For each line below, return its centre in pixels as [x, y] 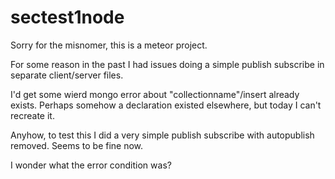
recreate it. [32, 115]
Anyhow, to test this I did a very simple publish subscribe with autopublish [162, 135]
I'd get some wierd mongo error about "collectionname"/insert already [155, 94]
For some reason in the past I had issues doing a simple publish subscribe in [167, 64]
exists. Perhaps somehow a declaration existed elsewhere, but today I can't [166, 105]
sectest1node [67, 17]
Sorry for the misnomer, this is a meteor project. [109, 45]
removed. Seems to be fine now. [77, 145]
